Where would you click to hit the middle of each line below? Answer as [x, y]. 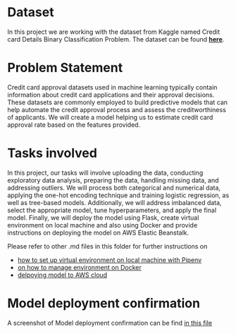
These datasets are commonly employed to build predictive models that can [117, 102]
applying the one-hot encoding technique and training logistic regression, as [118, 195]
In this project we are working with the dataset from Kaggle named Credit [114, 32]
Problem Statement [65, 68]
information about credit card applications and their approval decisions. [111, 94]
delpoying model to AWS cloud [62, 275]
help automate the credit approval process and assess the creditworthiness [117, 109]
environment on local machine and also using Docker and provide [103, 225]
